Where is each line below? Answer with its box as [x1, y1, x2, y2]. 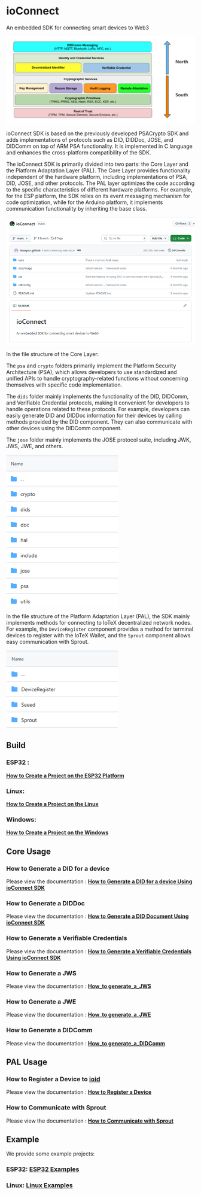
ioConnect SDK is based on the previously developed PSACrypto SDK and [6, 130, 189, 137]
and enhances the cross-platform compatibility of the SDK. [6, 149, 151, 156]
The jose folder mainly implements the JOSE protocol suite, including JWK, [6, 436, 191, 443]
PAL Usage [6, 1057, 48, 1067]
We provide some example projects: [6, 1150, 95, 1157]
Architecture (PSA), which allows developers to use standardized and [6, 369, 178, 376]
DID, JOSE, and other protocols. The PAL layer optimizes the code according [6, 180, 195, 187]
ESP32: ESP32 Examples [6, 1165, 80, 1173]
